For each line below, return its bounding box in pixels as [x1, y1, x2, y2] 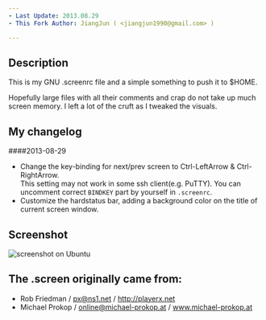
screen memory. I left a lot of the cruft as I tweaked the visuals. [8, 101, 218, 111]
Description [8, 55, 69, 69]
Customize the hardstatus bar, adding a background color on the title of [19, 196, 258, 206]
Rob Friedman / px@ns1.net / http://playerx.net [19, 293, 176, 303]
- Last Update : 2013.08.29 [8, 11, 99, 20]
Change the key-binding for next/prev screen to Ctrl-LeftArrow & [19, 162, 235, 171]
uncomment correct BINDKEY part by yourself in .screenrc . [19, 187, 213, 197]
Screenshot [8, 228, 69, 241]
